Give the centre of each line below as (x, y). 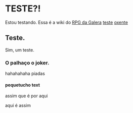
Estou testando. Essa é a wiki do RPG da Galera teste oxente (66, 22)
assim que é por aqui (26, 96)
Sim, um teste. (20, 50)
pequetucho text (23, 85)
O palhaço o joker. (27, 62)
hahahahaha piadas (25, 74)
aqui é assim (18, 106)
